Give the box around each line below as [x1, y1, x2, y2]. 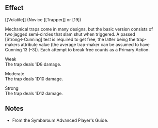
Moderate [5, 70, 25, 77]
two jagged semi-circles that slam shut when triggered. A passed [5, 31, 136, 37]
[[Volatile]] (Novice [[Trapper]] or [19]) [5, 16, 81, 22]
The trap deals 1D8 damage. [5, 61, 62, 67]
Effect [5, 4, 24, 12]
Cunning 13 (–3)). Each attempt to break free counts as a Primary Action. [5, 47, 150, 52]
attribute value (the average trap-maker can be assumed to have [21, 41, 150, 48]
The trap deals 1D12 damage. [5, 90, 63, 96]
